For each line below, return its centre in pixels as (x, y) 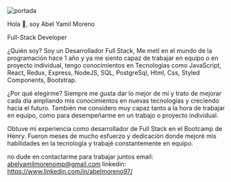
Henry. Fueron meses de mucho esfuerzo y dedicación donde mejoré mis (112, 136)
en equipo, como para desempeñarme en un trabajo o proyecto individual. (113, 115)
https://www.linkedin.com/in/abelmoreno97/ (70, 171)
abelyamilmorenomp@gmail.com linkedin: (67, 164)
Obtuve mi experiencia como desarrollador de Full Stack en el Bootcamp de (115, 129)
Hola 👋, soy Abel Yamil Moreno (51, 24)
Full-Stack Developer (37, 37)
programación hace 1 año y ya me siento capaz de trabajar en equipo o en (113, 58)
